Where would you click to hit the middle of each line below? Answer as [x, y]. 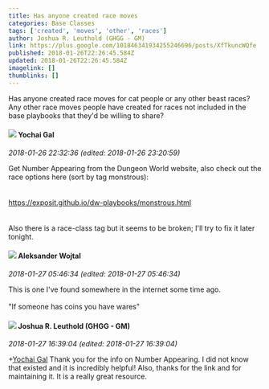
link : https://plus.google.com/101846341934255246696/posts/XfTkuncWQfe [132, 46]
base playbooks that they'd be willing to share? [86, 115]
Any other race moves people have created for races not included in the [127, 107]
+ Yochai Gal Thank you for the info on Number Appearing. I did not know [128, 359]
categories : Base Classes [51, 23]
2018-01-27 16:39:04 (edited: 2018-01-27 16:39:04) [93, 344]
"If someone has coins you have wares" [74, 307]
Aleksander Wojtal [50, 256]
